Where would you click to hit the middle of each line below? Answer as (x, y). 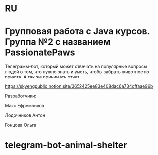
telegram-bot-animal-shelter (66, 145)
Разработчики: (21, 96)
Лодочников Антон (25, 115)
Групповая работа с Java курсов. (78, 32)
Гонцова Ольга (21, 125)
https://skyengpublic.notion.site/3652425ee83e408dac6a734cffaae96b (79, 86)
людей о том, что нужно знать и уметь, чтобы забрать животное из (77, 72)
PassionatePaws (40, 52)
